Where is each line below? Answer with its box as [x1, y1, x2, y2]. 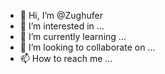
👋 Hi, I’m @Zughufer [19, 10, 103, 21]
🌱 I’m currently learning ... [19, 31, 127, 42]
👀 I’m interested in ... [19, 20, 105, 32]
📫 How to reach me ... [19, 53, 113, 64]
